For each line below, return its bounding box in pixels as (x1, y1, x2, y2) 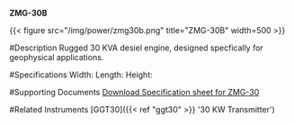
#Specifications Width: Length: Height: (9, 69, 153, 80)
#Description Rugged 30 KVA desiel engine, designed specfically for (9, 42, 263, 53)
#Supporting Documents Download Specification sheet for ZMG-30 (9, 87, 260, 97)
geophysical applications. (9, 52, 104, 62)
